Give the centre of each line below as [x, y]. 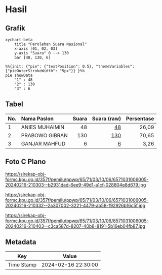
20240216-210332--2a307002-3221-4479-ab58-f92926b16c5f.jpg [75, 205]
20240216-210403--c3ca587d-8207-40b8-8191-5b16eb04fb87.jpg [75, 226]
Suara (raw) [107, 118]
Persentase [140, 118]
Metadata [21, 242]
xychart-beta [19, 40]
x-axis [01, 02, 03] [36, 49]
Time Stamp [22, 265]
